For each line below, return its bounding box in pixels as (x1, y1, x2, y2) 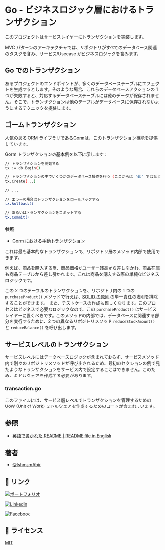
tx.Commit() (5, 215, 29, 220)
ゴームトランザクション (5, 121, 76, 129)
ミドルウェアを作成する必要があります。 (13, 373, 95, 378)
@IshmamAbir (12, 462, 41, 468)
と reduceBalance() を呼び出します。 (5, 324, 79, 330)
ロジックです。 (5, 277, 35, 283)
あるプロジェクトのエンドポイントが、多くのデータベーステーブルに (5, 80, 142, 86)
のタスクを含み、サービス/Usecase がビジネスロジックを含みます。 (5, 50, 141, 57)
